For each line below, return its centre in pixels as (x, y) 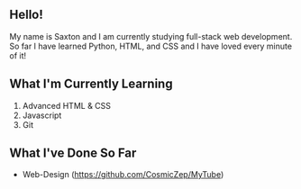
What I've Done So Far (73, 153)
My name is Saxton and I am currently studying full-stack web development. (151, 36)
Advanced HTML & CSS (66, 105)
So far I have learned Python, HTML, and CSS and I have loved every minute (151, 46)
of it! (18, 55)
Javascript (42, 115)
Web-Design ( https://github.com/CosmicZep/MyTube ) (123, 175)
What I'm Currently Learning (91, 84)
